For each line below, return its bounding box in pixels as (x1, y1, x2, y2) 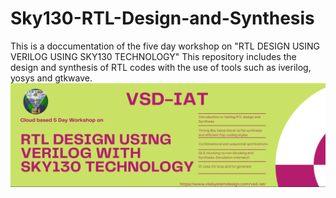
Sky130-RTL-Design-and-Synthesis (10, 7, 315, 30)
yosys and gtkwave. (10, 72, 93, 84)
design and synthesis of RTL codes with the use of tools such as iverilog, (10, 61, 312, 73)
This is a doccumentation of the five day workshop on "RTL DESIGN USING (10, 40, 321, 52)
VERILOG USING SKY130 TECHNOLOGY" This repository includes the (10, 50, 297, 62)
